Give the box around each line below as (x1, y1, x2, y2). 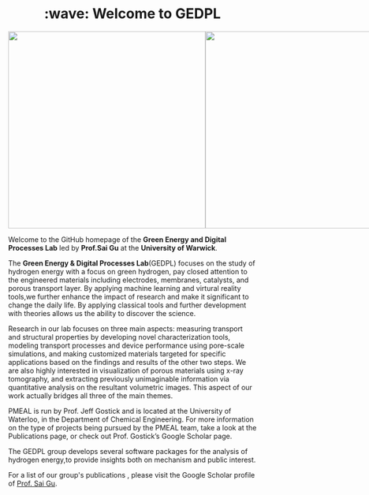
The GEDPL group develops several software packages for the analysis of (8, 446, 248, 456)
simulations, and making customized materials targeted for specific (8, 348, 226, 359)
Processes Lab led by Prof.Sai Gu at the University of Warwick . (8, 243, 218, 252)
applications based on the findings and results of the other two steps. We (8, 357, 247, 367)
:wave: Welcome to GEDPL (43, 5, 222, 23)
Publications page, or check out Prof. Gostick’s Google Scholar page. (8, 431, 233, 441)
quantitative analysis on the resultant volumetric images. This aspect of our (8, 382, 252, 392)
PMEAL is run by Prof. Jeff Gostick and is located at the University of (8, 406, 232, 415)
